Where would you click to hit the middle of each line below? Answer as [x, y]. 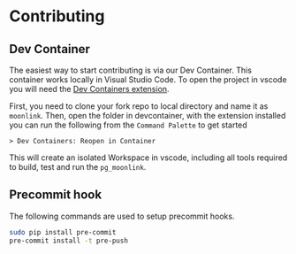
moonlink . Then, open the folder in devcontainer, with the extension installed [148, 115]
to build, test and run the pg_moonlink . [78, 167]
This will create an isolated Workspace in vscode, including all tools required [148, 158]
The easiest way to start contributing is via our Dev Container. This [130, 70]
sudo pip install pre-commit [63, 232]
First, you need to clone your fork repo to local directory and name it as [139, 106]
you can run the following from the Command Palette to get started [128, 125]
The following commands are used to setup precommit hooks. [122, 216]
